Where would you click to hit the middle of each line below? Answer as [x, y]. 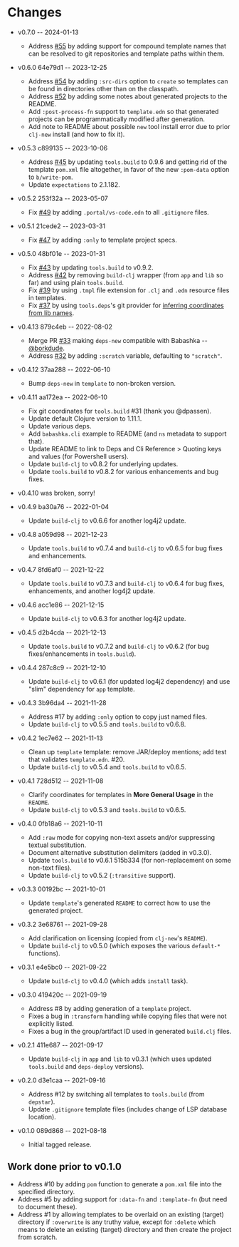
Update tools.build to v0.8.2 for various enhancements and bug [123, 471]
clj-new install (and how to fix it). [76, 134]
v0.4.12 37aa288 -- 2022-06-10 [64, 369]
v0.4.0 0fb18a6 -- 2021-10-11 [60, 823]
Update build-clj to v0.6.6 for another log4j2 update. [107, 520]
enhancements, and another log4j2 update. [91, 591]
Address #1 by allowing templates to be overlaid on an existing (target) [121, 1214]
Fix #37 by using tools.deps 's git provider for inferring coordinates [126, 305]
